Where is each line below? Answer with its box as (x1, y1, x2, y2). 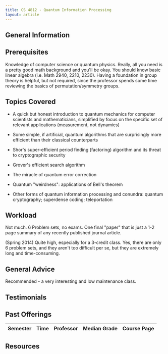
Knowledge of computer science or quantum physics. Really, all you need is (5, 61, 163, 67)
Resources (5, 342, 40, 350)
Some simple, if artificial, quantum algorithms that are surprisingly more (12, 131, 161, 137)
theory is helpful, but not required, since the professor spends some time (5, 77, 157, 83)
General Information (5, 31, 70, 39)
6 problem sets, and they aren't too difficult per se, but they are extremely (5, 245, 159, 251)
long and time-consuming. (5, 250, 60, 257)
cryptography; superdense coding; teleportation (12, 196, 113, 203)
